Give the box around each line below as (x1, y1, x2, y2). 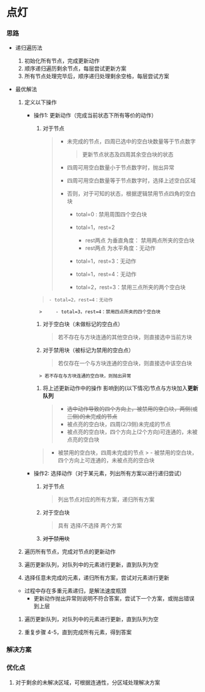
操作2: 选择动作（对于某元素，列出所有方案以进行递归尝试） (33, 470, 185, 477)
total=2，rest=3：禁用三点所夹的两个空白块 (76, 284, 186, 291)
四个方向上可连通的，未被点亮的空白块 (58, 457, 155, 464)
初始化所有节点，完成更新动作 (24, 57, 100, 64)
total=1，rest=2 (76, 224, 115, 231)
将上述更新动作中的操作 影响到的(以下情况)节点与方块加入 (42, 384, 188, 392)
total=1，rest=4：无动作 (76, 271, 136, 278)
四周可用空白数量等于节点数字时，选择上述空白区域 (67, 177, 196, 184)
